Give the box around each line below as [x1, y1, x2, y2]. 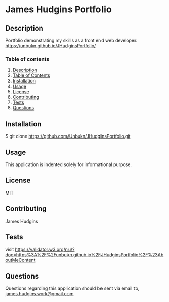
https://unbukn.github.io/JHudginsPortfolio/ [5, 43, 96, 49]
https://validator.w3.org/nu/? [15, 246, 75, 253]
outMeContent [5, 257, 36, 263]
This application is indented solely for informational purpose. [5, 161, 132, 168]
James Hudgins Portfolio [5, 4, 112, 15]
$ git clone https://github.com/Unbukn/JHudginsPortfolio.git [5, 133, 131, 140]
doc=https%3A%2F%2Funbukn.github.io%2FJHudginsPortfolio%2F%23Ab [5, 252, 164, 258]
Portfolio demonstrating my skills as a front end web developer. [5, 37, 138, 43]
